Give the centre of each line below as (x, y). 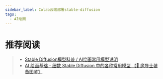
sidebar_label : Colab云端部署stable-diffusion (53, 10)
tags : (11, 14)
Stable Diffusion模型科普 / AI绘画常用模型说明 (71, 59)
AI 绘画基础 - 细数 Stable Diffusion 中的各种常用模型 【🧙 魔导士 (89, 66)
